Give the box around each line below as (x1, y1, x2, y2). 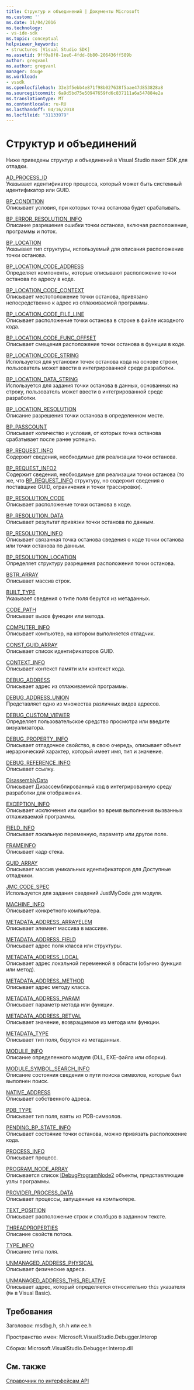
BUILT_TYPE (6, 589, 36, 596)
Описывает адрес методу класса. (6, 984, 91, 991)
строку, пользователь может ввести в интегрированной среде (6, 388, 163, 395)
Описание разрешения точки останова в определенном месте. (6, 412, 165, 419)
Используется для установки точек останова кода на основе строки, (6, 358, 179, 365)
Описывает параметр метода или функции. (6, 1001, 115, 1008)
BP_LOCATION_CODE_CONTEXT (6, 287, 85, 294)
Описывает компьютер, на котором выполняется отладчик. (6, 630, 155, 637)
